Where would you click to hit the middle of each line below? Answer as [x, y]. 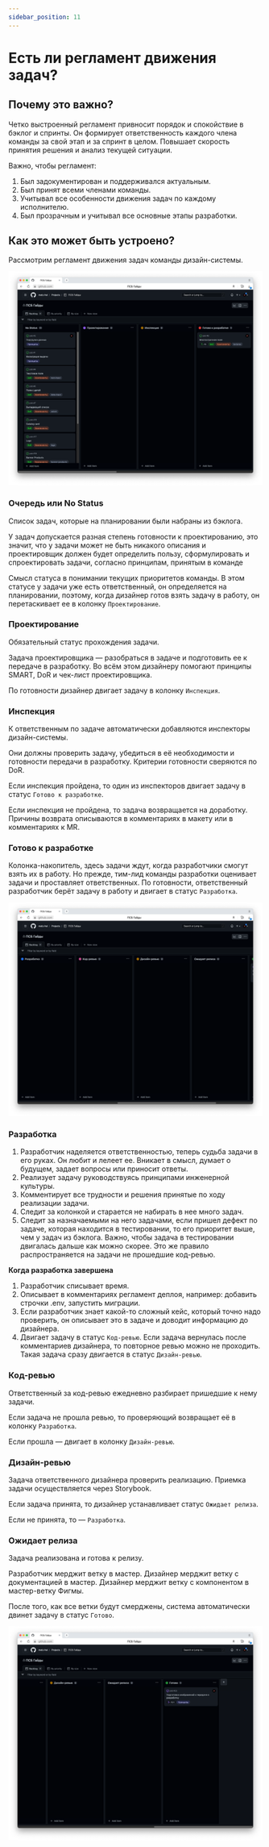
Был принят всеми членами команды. [85, 190]
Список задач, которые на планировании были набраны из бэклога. [126, 521]
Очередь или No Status [56, 503]
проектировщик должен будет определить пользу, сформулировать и [129, 553]
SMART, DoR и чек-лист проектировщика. [81, 674]
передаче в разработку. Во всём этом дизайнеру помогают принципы [130, 666]
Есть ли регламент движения [112, 58]
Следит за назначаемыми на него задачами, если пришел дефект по [139, 1220]
